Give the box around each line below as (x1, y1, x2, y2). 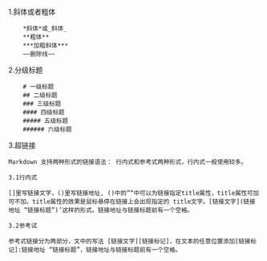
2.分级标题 (8, 65, 43, 75)
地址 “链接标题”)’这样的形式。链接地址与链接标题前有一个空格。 (8, 206, 194, 214)
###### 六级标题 (22, 125, 72, 133)
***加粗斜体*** (22, 42, 69, 50)
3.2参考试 (8, 222, 38, 230)
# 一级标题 (22, 83, 55, 91)
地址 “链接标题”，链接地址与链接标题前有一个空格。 (33, 246, 182, 254)
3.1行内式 (8, 173, 38, 181)
